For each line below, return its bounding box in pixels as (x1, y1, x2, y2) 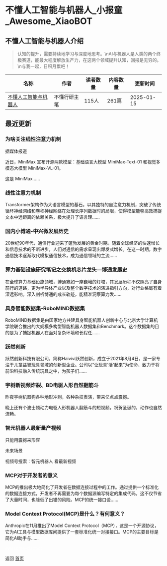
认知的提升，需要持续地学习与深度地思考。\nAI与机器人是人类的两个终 (17, 51, 161, 56)
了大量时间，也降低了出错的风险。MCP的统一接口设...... (5, 497, 119, 503)
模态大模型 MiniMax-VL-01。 (5, 165, 64, 171)
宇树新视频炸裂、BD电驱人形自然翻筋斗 (5, 382, 99, 389)
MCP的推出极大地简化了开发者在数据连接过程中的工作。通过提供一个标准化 (5, 484, 159, 490)
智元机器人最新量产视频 (5, 425, 61, 432)
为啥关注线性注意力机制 (5, 136, 61, 143)
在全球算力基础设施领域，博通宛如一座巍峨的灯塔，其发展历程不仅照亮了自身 (5, 278, 162, 285)
